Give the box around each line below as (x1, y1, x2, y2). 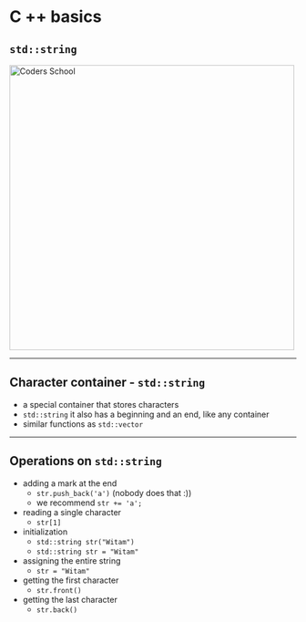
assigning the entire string (22, 555, 121, 566)
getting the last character (22, 594, 118, 605)
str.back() (36, 605, 78, 615)
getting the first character (22, 575, 119, 586)
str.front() (36, 586, 82, 595)
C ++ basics (9, 6, 102, 27)
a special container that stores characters (22, 399, 179, 409)
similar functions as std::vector (22, 418, 144, 430)
